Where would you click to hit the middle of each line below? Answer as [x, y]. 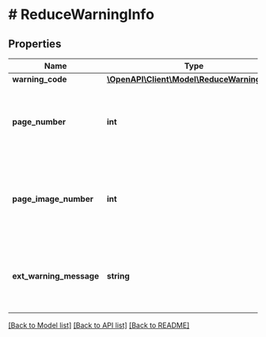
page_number [39, 122]
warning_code [40, 79]
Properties [35, 44]
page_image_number [53, 199]
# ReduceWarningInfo [81, 15]
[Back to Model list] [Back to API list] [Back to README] [99, 325]
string [118, 276]
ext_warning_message [56, 276]
